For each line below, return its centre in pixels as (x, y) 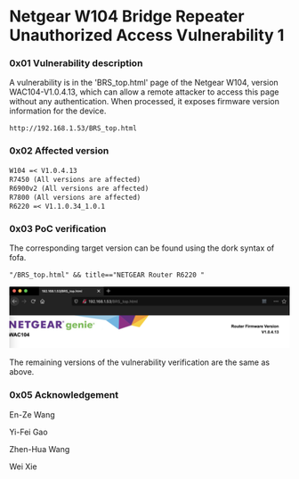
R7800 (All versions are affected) (75, 197)
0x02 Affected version (59, 151)
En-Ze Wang (32, 414)
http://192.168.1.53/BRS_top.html (73, 128)
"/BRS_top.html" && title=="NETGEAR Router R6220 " (107, 275)
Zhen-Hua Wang (40, 449)
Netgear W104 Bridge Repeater (127, 17)
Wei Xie (23, 467)
